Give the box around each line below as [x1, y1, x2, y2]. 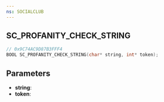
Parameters [6, 68, 51, 78]
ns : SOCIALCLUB [6, 8, 44, 15]
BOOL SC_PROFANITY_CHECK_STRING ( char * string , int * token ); [6, 52, 159, 58]
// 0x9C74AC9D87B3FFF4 [6, 46, 63, 52]
